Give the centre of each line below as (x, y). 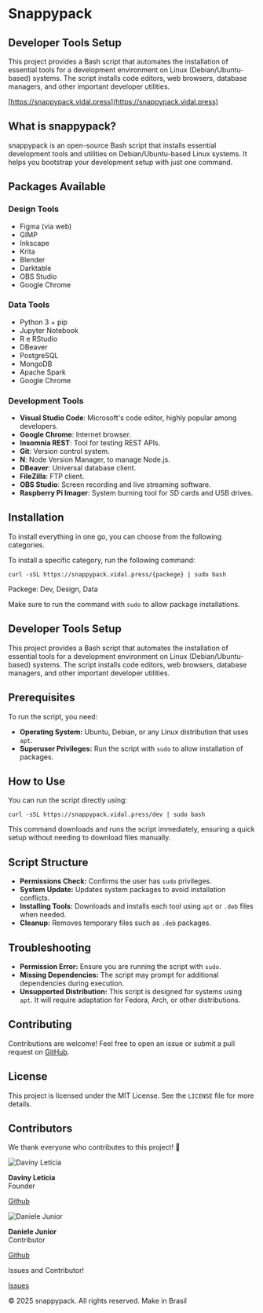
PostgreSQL (39, 355)
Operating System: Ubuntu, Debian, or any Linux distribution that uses (134, 732)
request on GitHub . (39, 1051)
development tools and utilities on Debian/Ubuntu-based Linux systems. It (128, 153)
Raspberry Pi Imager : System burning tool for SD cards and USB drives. (136, 493)
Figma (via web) (46, 226)
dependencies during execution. (72, 983)
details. (20, 1103)
